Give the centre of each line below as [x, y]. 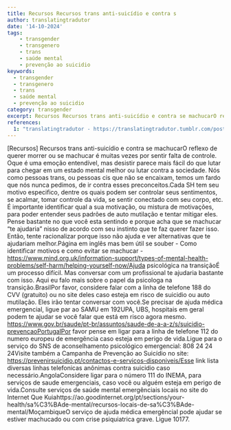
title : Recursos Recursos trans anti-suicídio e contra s [92, 13]
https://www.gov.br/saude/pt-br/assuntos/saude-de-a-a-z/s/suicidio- [106, 324]
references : [24, 122]
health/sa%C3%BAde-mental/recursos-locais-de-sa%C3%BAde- [101, 405]
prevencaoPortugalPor [39, 331]
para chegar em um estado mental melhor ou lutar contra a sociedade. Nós [113, 170]
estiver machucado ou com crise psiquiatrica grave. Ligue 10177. [99, 419]
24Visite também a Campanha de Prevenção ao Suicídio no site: [98, 354]
